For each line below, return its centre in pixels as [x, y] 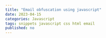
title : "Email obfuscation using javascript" [53, 10]
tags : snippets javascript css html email [50, 23]
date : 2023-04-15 [23, 14]
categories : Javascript [30, 19]
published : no [20, 28]
